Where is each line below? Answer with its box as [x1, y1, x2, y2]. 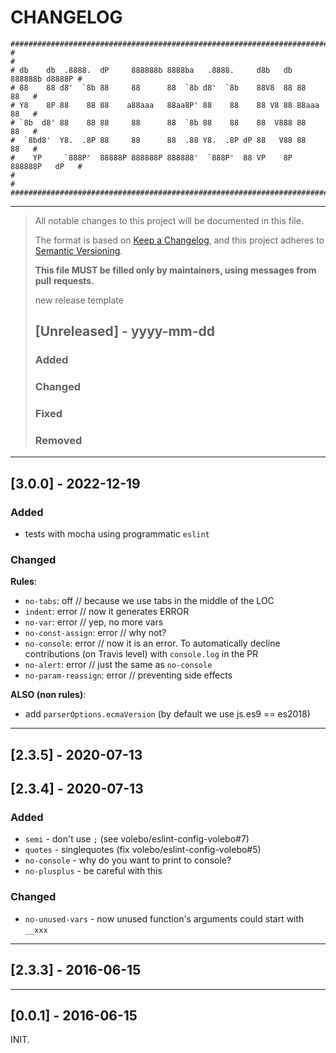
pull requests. [34, 274, 95, 286]
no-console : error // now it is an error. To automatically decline [24, 637, 281, 650]
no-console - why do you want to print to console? [24, 854, 232, 866]
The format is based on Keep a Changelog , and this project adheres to [34, 234, 325, 246]
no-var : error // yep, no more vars [24, 616, 164, 628]
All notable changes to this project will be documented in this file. [34, 214, 304, 226]
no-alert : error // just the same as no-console [24, 659, 213, 671]
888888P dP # [10, 161, 83, 171]
